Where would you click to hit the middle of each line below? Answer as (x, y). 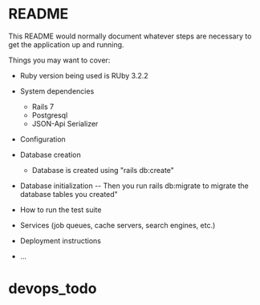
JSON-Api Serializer (65, 123)
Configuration (43, 139)
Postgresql (50, 115)
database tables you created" (69, 194)
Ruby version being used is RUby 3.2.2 (84, 75)
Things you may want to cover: (59, 60)
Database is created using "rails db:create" (103, 170)
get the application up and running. (66, 44)
